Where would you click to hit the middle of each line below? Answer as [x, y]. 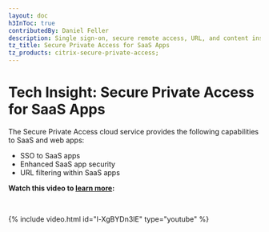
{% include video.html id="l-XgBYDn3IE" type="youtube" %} [109, 219]
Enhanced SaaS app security [68, 164]
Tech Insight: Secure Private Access [131, 92]
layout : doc [28, 16]
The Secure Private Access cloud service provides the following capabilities [133, 131]
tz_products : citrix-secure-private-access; [84, 53]
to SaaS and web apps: [46, 140]
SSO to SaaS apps [50, 155]
